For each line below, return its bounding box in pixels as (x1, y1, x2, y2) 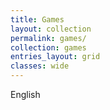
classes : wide (10, 61, 70, 71)
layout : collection (10, 24, 92, 34)
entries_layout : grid (10, 52, 101, 62)
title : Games (10, 14, 65, 25)
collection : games (10, 42, 87, 53)
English (10, 89, 41, 100)
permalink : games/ (10, 33, 87, 43)
